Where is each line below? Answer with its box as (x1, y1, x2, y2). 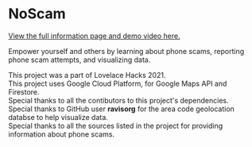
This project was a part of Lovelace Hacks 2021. (8, 70, 166, 79)
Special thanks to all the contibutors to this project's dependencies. (8, 95, 229, 105)
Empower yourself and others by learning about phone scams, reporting (8, 46, 245, 56)
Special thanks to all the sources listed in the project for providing (8, 121, 223, 130)
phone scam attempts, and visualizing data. (8, 55, 151, 64)
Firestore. (8, 87, 40, 96)
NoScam (8, 5, 66, 23)
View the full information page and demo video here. (8, 31, 180, 41)
